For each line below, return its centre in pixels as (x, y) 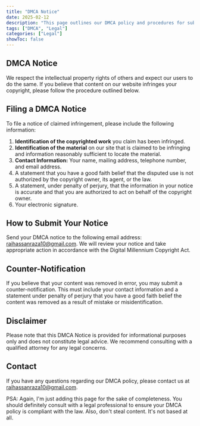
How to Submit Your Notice (57, 223)
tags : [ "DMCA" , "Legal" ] (37, 28)
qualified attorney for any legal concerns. (57, 348)
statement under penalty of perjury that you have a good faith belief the (94, 296)
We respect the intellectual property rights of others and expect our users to (100, 77)
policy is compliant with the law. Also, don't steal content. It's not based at (97, 411)
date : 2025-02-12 (28, 17)
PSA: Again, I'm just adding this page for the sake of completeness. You (94, 399)
